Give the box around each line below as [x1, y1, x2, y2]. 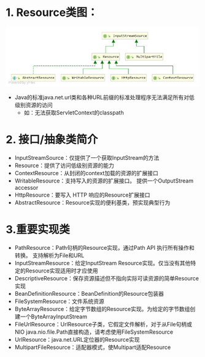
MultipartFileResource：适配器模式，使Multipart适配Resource [14, 344, 171, 351]
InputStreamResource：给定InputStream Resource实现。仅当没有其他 [14, 259, 191, 266]
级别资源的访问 [14, 101, 53, 108]
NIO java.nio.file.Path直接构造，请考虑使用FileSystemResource [14, 328, 173, 336]
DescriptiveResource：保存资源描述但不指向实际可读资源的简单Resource [14, 274, 199, 282]
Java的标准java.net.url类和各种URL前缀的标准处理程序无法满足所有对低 [14, 93, 195, 101]
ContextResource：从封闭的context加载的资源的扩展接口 [14, 169, 159, 176]
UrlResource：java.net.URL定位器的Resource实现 [14, 336, 140, 343]
